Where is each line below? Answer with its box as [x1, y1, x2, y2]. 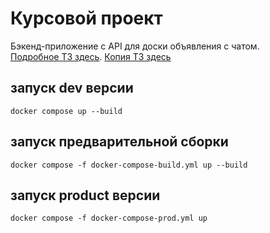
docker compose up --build [10, 106, 123, 116]
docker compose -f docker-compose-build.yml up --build [10, 160, 248, 170]
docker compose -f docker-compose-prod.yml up [10, 213, 208, 224]
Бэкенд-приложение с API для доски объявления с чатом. [10, 40, 260, 52]
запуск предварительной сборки [10, 133, 229, 151]
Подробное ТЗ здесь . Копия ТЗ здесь [10, 50, 172, 62]
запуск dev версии [10, 80, 134, 97]
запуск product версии [10, 187, 161, 204]
